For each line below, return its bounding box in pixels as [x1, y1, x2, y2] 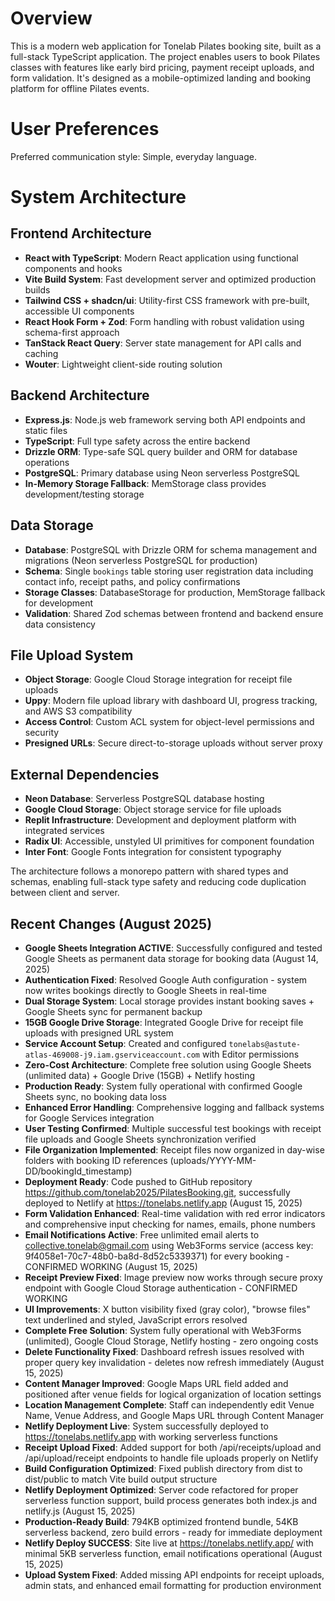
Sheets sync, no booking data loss [24, 1090, 167, 1102]
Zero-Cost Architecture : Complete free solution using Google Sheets [24, 1058, 312, 1071]
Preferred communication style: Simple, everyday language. [10, 150, 257, 162]
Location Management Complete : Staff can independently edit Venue [24, 1398, 315, 1411]
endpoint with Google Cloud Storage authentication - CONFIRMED [24, 1282, 298, 1294]
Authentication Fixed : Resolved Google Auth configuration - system [24, 973, 308, 986]
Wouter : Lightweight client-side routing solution [24, 358, 223, 370]
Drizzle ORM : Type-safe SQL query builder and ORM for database [24, 445, 298, 457]
